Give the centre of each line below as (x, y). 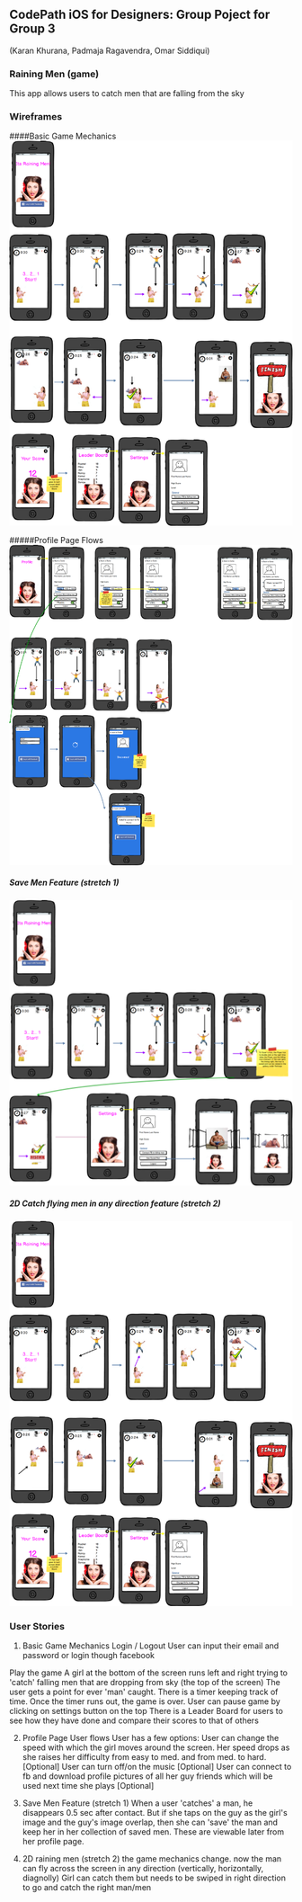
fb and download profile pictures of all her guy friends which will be (147, 1776)
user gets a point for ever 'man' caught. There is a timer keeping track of (144, 1692)
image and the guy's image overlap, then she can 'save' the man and (150, 1822)
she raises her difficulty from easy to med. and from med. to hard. (144, 1757)
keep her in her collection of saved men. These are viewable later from (153, 1832)
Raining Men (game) (54, 74)
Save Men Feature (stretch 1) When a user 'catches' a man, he (138, 1803)
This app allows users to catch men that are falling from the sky (127, 94)
